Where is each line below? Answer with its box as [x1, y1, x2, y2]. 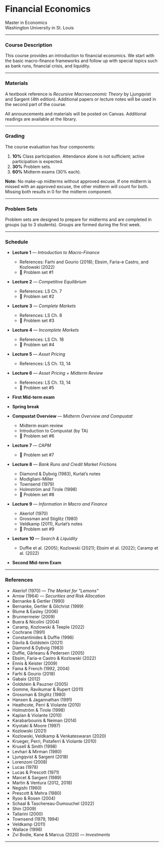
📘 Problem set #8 [19, 492, 55, 498]
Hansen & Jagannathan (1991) [12, 697, 72, 702]
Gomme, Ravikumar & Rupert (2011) [12, 686, 84, 692]
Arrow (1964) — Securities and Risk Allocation [12, 593, 106, 599]
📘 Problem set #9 [19, 526, 55, 532]
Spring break [12, 404, 40, 410]
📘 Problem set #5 [19, 385, 55, 391]
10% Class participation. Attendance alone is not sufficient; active [12, 153, 145, 159]
